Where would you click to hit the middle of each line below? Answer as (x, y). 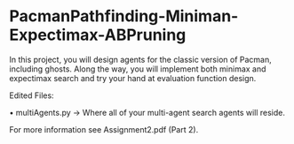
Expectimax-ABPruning (98, 35)
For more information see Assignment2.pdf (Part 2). (104, 129)
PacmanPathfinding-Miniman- (124, 16)
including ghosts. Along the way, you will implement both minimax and (138, 69)
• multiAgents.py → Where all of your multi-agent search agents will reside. (147, 112)
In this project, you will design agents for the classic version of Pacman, (141, 59)
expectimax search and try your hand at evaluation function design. (133, 78)
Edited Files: (32, 95)
